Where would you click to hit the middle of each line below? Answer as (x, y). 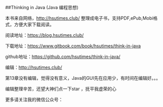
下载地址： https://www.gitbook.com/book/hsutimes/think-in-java (73, 46)
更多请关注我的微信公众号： (34, 99)
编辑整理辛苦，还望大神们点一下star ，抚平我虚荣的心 (61, 89)
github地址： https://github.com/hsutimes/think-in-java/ (63, 57)
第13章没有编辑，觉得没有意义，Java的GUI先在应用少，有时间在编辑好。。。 (83, 78)
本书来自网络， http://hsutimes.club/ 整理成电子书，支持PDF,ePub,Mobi (79, 18)
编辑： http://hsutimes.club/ (34, 67)
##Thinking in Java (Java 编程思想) (42, 7)
